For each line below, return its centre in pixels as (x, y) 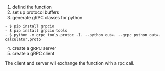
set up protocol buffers (36, 12)
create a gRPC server (34, 48)
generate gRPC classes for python (47, 17)
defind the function (32, 7)
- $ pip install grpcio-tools (36, 31)
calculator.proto (23, 39)
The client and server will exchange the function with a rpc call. (70, 63)
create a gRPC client (33, 54)
